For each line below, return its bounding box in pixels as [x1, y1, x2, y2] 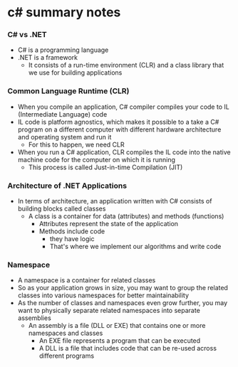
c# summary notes [7, 4, 121, 21]
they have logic [49, 235, 95, 243]
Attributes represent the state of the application [38, 220, 179, 228]
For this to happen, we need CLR [28, 140, 125, 149]
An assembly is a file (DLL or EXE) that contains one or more [28, 321, 206, 330]
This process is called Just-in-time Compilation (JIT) [28, 163, 183, 171]
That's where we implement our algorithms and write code [49, 243, 222, 251]
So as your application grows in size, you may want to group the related [17, 284, 228, 292]
